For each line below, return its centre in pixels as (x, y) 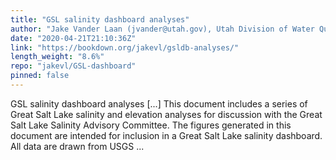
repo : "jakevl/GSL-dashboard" (73, 66)
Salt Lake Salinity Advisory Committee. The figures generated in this (151, 125)
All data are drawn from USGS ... (77, 146)
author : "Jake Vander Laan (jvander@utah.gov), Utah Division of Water (162, 29)
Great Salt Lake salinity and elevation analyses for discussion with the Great (166, 114)
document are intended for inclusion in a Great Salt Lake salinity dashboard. (166, 135)
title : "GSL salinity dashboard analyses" (100, 19)
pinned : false (40, 76)
